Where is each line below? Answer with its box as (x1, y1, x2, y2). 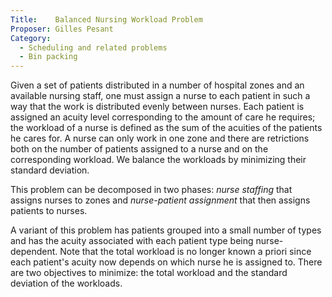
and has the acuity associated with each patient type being (10, 235, 254, 247)
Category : (10, 33, 52, 43)
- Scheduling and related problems (19, 42, 168, 53)
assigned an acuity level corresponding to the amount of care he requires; (10, 111, 316, 123)
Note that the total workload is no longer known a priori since (59, 246, 312, 258)
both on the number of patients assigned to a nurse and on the (10, 143, 269, 155)
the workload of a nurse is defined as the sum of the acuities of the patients (10, 122, 323, 134)
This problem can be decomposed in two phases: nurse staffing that (10, 184, 293, 196)
